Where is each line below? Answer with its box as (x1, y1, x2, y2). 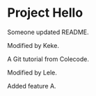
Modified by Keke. (7, 41, 59, 49)
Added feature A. (7, 81, 57, 90)
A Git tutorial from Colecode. (7, 54, 89, 63)
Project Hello (7, 5, 83, 21)
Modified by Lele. (7, 68, 58, 77)
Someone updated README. (7, 28, 89, 36)
